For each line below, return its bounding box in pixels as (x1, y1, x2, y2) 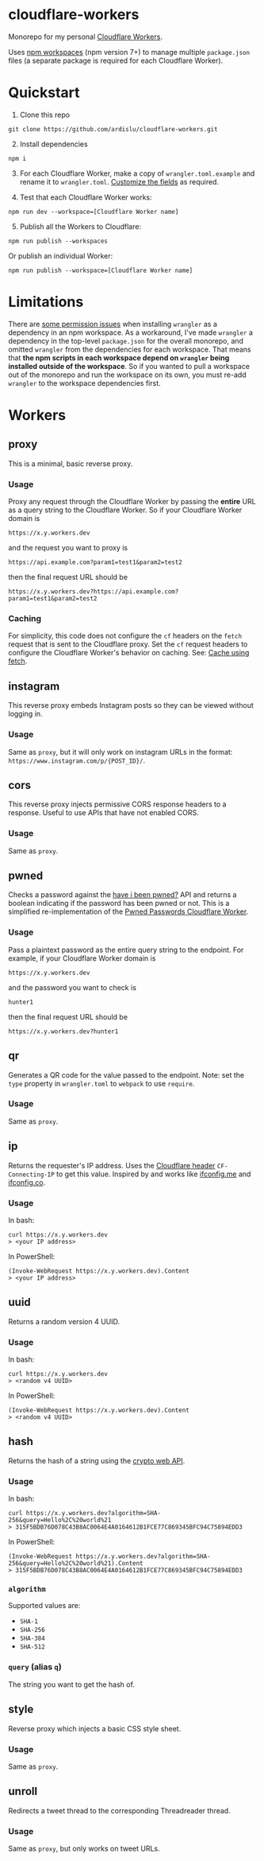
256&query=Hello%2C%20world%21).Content (8, 1560, 144, 1568)
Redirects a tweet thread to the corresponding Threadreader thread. (8, 1805, 231, 1815)
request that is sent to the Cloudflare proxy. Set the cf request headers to (8, 639, 248, 649)
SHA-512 (19, 1643, 45, 1651)
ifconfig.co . (8, 1177, 46, 1187)
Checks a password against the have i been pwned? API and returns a (8, 890, 237, 899)
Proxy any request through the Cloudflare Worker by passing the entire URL (8, 497, 256, 507)
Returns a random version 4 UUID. (8, 1316, 121, 1326)
